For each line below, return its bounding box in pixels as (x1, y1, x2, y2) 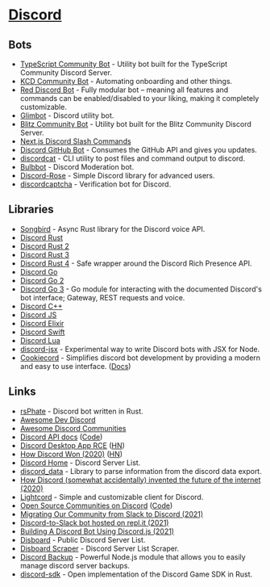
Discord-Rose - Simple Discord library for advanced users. (19, 171, 215, 180)
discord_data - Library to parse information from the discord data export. (19, 466, 262, 476)
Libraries (8, 203, 54, 216)
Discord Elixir (19, 318, 64, 328)
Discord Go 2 (19, 275, 64, 285)
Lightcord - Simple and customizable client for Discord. (19, 492, 204, 501)
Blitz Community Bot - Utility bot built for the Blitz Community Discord (19, 119, 252, 128)
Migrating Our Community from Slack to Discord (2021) (19, 509, 204, 518)
